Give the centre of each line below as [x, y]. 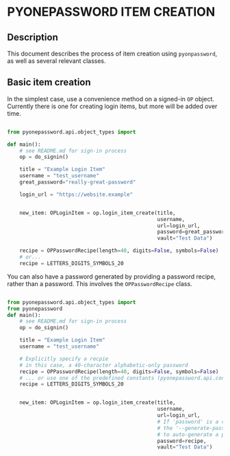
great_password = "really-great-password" [78, 182]
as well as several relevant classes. [56, 61]
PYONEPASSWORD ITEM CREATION [111, 12]
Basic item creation [49, 83]
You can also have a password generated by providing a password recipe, [112, 276]
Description [33, 37]
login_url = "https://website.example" [76, 194]
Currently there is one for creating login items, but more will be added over [112, 106]
